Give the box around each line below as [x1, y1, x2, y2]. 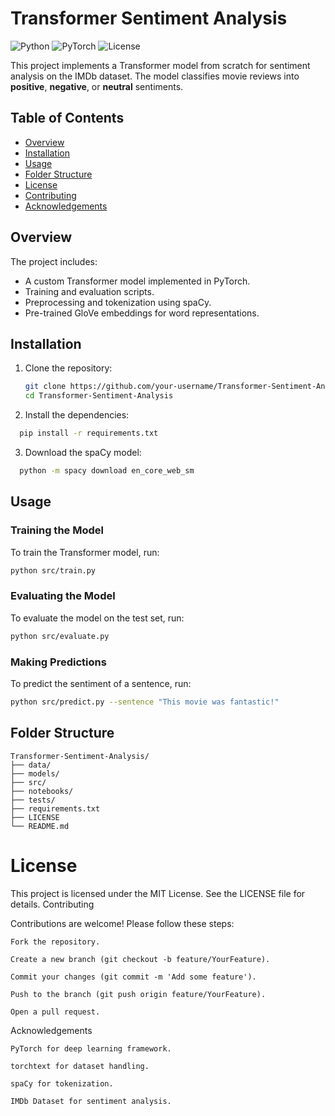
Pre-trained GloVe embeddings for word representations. [24, 307, 260, 319]
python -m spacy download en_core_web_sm [19, 466, 195, 476]
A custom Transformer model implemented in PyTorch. [24, 275, 251, 287]
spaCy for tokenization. [10, 1078, 114, 1089]
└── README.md [10, 821, 70, 831]
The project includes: [10, 255, 98, 267]
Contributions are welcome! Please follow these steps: [10, 917, 235, 929]
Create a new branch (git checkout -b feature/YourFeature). [10, 954, 271, 964]
